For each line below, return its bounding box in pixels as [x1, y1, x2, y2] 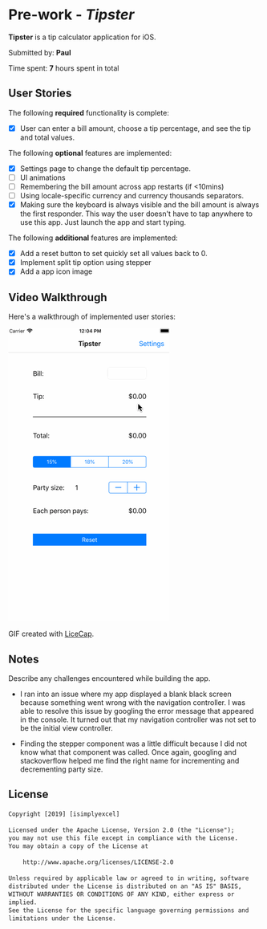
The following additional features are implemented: [8, 233, 178, 242]
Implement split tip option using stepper [19, 258, 152, 267]
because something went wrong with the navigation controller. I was [19, 697, 246, 707]
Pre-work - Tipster [8, 6, 135, 24]
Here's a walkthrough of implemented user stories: [8, 312, 176, 322]
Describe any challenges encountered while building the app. [8, 673, 211, 683]
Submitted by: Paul [8, 47, 71, 57]
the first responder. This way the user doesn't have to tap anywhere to [19, 209, 253, 218]
